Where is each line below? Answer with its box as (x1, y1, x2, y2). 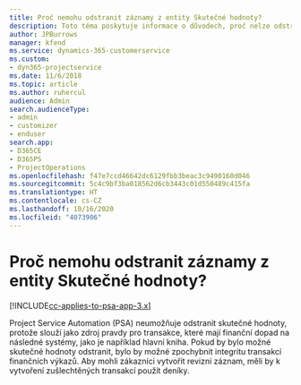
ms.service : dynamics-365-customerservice (9, 47, 170, 56)
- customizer (9, 122, 58, 131)
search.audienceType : (9, 105, 90, 114)
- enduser (9, 130, 47, 139)
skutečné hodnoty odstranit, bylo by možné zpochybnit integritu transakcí (9, 346, 282, 356)
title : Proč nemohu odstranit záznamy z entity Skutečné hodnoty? (9, 13, 262, 22)
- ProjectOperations (9, 163, 87, 172)
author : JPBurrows (9, 30, 78, 38)
